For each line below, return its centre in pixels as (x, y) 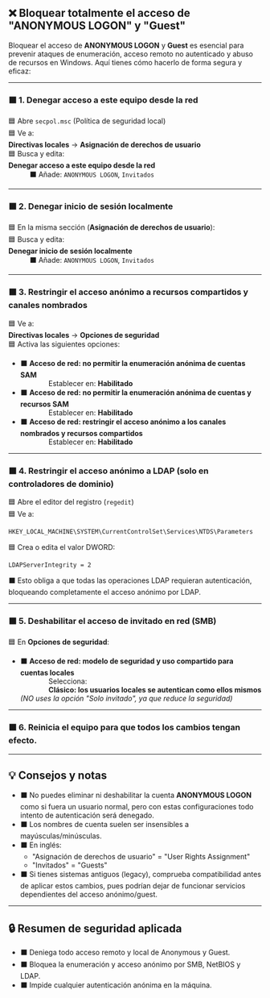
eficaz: (20, 71)
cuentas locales (47, 673)
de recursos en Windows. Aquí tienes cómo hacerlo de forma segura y (125, 62)
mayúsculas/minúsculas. (61, 836)
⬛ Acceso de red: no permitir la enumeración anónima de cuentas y (135, 392)
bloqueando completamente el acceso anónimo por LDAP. (104, 592)
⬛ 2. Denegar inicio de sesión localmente (91, 206)
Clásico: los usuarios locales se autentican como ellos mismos (155, 690)
